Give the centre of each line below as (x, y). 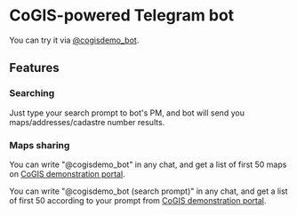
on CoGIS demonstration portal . (68, 173)
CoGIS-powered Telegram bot (122, 16)
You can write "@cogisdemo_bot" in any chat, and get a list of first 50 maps (148, 164)
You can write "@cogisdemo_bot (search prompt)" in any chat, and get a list (148, 191)
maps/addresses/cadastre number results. (87, 122)
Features (34, 68)
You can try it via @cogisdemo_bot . (74, 40)
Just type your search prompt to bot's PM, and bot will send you (127, 113)
